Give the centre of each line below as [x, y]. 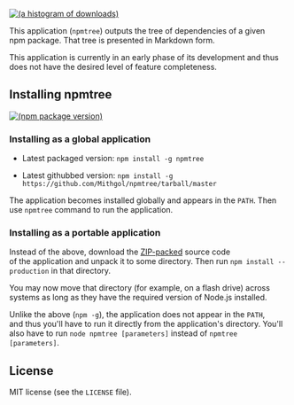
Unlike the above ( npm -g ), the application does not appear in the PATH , [137, 315]
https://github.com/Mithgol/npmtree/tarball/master [119, 184]
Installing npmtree [61, 94]
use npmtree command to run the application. [91, 210]
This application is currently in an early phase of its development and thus [144, 57]
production [29, 272]
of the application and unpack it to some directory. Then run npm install [142, 261]
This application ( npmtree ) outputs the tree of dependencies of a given [137, 31]
